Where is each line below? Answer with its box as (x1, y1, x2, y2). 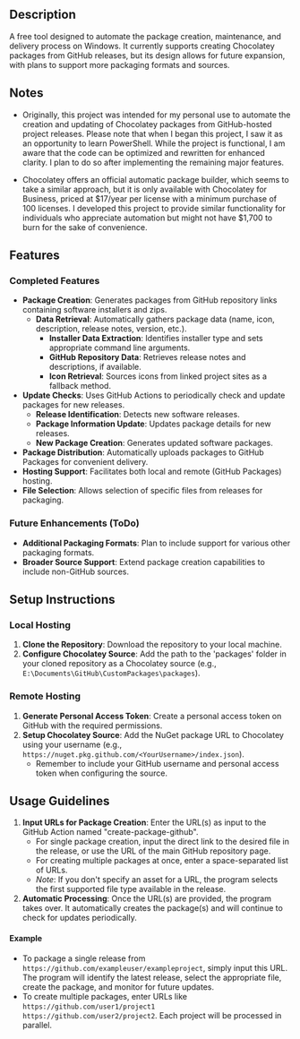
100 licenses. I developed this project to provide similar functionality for (21, 202, 287, 213)
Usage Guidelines (9, 793, 110, 809)
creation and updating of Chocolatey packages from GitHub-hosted (21, 118, 272, 129)
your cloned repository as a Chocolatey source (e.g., (21, 658, 217, 669)
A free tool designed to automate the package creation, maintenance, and (9, 30, 282, 41)
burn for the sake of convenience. (21, 221, 148, 232)
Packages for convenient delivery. (21, 457, 149, 468)
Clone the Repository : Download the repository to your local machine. (21, 640, 282, 650)
